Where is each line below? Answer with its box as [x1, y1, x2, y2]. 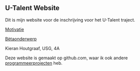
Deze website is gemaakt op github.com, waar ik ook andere [5, 55, 128, 61]
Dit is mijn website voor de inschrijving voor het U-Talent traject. [5, 17, 136, 23]
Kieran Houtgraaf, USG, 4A [5, 45, 60, 51]
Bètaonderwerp [5, 36, 37, 42]
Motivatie [5, 26, 24, 32]
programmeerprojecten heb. [5, 60, 63, 66]
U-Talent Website [5, 4, 60, 12]
